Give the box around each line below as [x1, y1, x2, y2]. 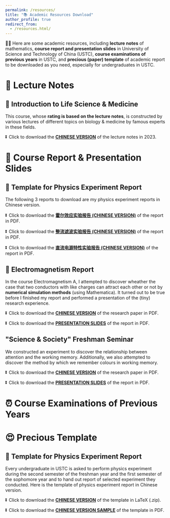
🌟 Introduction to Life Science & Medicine [5, 100, 139, 108]
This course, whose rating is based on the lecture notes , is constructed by [5, 113, 162, 119]
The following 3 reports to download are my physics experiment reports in [5, 197, 160, 203]
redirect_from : [5, 21, 38, 27]
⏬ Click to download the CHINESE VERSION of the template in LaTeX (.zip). [5, 497, 161, 503]
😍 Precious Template [5, 432, 97, 443]
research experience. [5, 300, 50, 306]
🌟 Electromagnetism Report [5, 265, 94, 274]
